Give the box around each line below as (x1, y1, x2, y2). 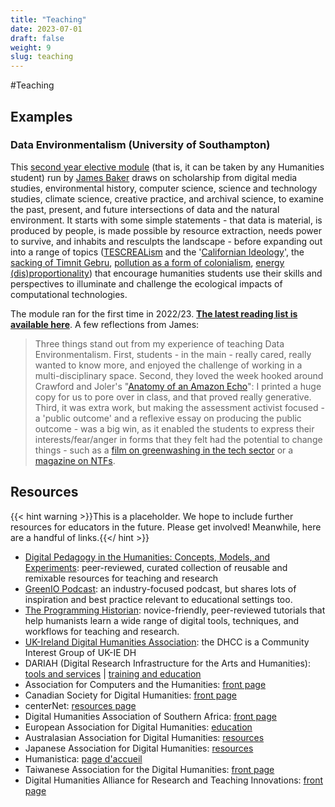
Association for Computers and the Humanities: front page (24, 678, 267, 690)
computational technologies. (10, 288, 128, 300)
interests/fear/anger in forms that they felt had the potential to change (34, 433, 323, 445)
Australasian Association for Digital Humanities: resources (24, 731, 265, 743)
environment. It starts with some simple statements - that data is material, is (10, 214, 323, 226)
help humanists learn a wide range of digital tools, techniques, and (24, 614, 300, 626)
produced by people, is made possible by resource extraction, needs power (10, 224, 322, 236)
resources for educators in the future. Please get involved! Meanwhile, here (10, 521, 322, 533)
